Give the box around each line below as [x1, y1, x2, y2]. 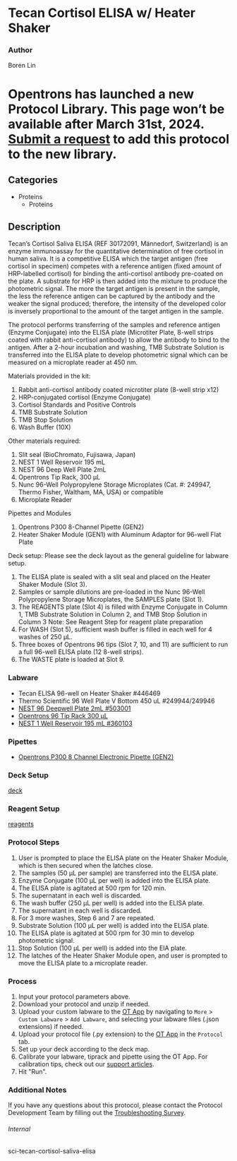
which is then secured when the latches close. [18, 861, 154, 869]
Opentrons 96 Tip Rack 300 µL [18, 711, 109, 720]
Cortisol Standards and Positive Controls [18, 400, 137, 409]
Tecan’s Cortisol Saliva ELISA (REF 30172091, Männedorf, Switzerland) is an [8, 239, 229, 248]
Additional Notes [8, 1085, 67, 1095]
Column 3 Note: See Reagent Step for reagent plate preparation [18, 618, 204, 626]
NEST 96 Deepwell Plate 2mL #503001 [18, 704, 131, 713]
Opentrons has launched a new [8, 86, 195, 102]
